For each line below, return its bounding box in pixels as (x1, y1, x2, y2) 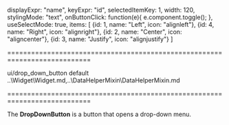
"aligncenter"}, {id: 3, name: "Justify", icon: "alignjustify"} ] (7, 35, 173, 43)
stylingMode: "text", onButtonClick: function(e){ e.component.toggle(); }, (7, 13, 213, 21)
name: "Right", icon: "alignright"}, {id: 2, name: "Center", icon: (7, 27, 182, 36)
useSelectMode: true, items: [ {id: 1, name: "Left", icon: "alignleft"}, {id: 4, (7, 21, 215, 28)
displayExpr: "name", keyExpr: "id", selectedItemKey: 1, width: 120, (7, 6, 195, 14)
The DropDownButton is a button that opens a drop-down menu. (7, 110, 191, 118)
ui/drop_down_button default (7, 69, 89, 77)
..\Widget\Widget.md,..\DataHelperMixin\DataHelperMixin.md (7, 76, 180, 84)
